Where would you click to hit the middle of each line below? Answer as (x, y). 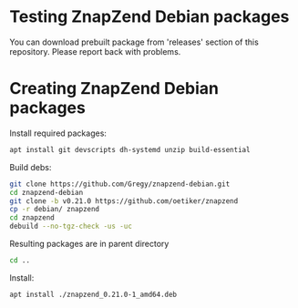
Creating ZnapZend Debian (114, 89)
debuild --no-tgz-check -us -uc (71, 226)
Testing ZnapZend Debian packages (149, 17)
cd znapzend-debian (46, 192)
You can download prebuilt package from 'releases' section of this (134, 42)
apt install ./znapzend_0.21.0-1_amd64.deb (93, 294)
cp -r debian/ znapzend (55, 210)
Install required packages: (58, 133)
